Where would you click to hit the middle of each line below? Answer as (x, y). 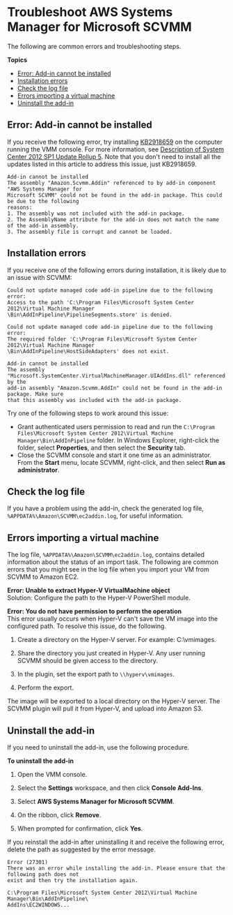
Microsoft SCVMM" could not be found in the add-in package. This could (115, 195)
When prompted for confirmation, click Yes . (80, 828)
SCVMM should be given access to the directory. (87, 661)
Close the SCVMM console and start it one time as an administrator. (114, 455)
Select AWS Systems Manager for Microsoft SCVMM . (96, 801)
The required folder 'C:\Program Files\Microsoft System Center (102, 339)
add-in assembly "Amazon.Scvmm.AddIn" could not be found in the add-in (115, 388)
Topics (17, 59)
